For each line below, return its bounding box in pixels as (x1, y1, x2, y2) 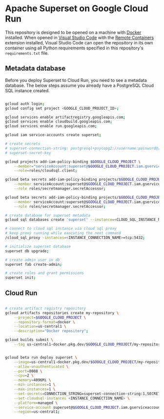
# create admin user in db (5, 257, 60, 262)
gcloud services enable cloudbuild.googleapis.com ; (5, 119, 112, 124)
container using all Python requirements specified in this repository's (5, 45, 143, 51)
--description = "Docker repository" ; (14, 329, 89, 334)
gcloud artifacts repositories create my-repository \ (5, 310, 119, 315)
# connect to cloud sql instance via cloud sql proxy (5, 226, 117, 231)
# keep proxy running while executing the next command (5, 231, 121, 236)
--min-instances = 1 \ (14, 382, 56, 387)
